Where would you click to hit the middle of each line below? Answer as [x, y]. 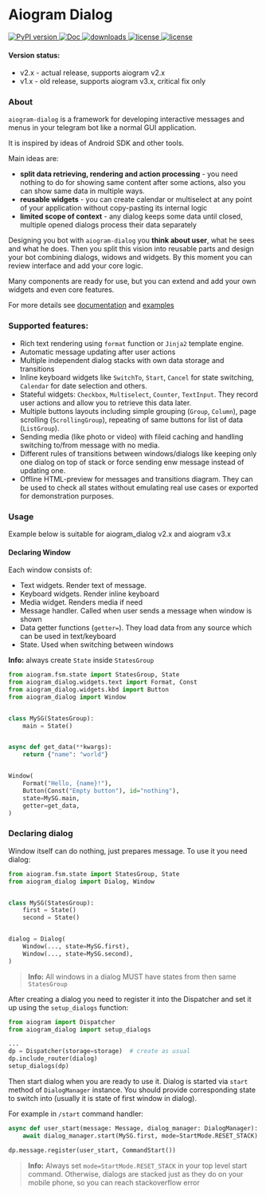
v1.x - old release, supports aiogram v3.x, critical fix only [113, 81]
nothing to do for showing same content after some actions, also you [133, 183]
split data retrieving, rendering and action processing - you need [129, 174]
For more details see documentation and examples [91, 306]
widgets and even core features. [61, 290]
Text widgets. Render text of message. [83, 586]
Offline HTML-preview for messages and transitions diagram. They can [136, 479]
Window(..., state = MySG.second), [78, 954]
